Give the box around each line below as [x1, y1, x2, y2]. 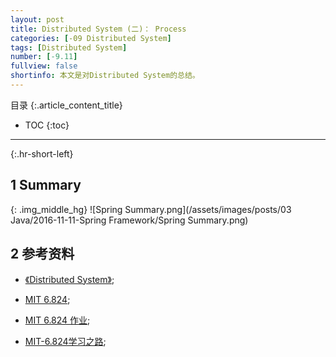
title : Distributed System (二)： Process [10, 24, 187, 34]
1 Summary [10, 177, 82, 194]
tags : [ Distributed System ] [10, 42, 128, 53]
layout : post [10, 14, 65, 25]
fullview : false [10, 61, 78, 71]
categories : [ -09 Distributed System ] [10, 33, 172, 43]
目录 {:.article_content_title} [10, 99, 123, 111]
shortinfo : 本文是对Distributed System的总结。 [10, 71, 200, 81]
